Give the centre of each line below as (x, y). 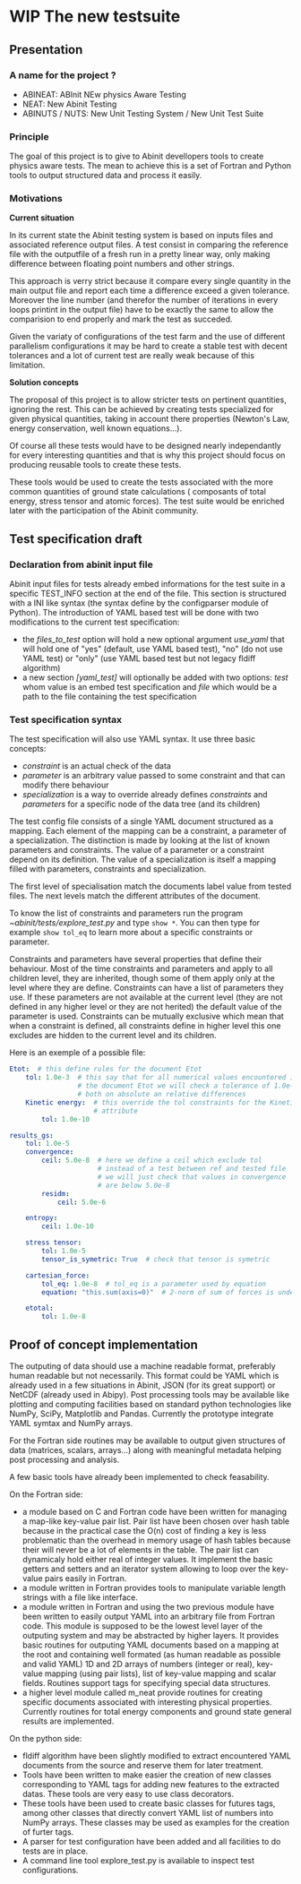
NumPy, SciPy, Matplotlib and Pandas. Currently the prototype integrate (142, 1414)
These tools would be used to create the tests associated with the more (141, 482)
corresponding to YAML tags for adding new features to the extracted (150, 1785)
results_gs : (31, 1135)
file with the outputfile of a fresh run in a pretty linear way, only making (140, 254)
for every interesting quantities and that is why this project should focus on (147, 455)
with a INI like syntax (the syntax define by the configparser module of (139, 603)
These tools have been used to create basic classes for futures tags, (149, 1803)
